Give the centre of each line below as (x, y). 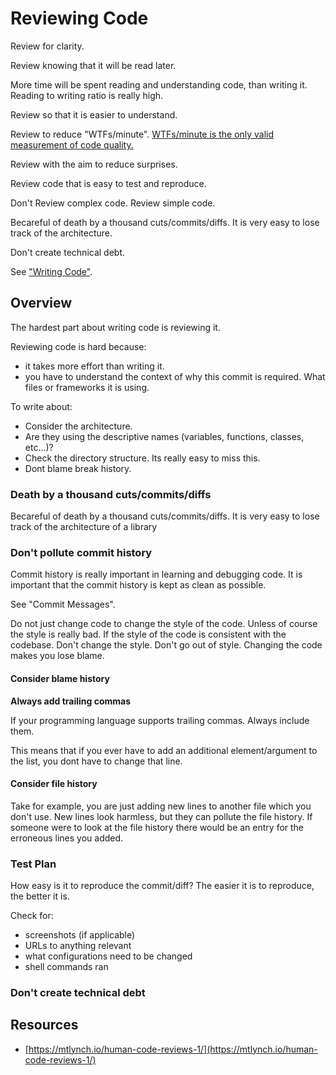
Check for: (32, 916)
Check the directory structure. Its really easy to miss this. (142, 458)
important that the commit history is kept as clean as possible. (138, 585)
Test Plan (33, 864)
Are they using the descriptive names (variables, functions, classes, (164, 436)
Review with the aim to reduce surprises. (94, 164)
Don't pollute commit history (81, 552)
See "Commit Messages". (63, 604)
